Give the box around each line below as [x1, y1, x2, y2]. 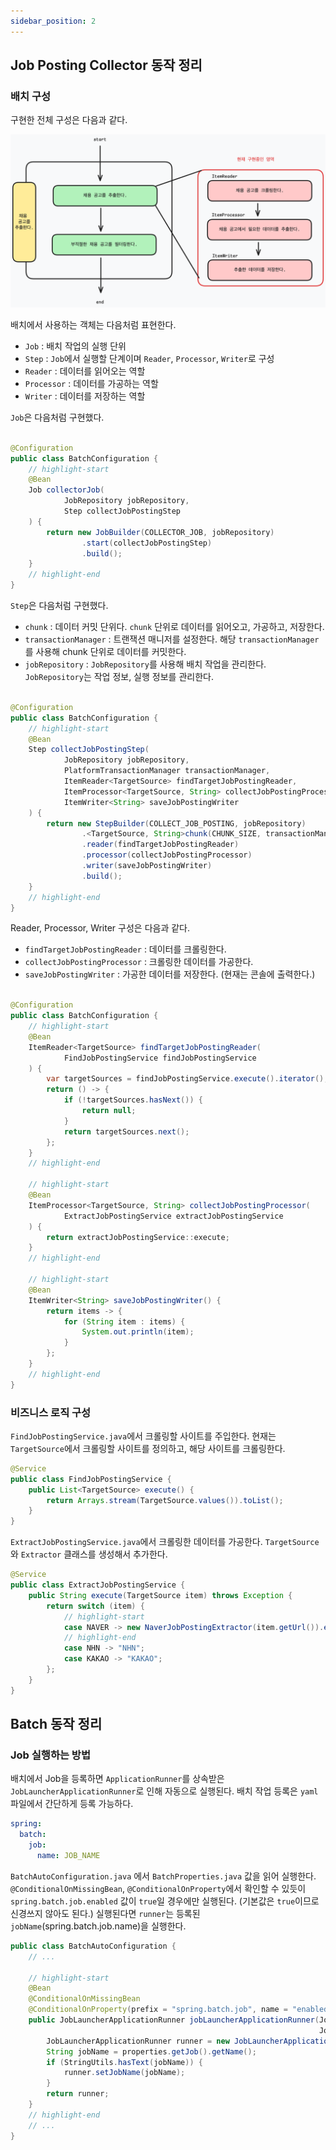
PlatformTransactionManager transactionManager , [63, 766, 271, 776]
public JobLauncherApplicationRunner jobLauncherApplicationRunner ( [28, 2015, 320, 2025]
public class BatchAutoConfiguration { [10, 1941, 177, 1951]
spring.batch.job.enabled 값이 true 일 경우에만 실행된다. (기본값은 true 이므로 [10, 1895, 320, 1907]
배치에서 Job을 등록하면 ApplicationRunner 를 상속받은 [10, 1773, 225, 1785]
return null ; [81, 1106, 137, 1116]
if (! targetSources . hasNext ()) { [63, 1095, 203, 1105]
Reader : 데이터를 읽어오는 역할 [24, 365, 146, 377]
